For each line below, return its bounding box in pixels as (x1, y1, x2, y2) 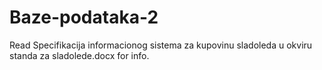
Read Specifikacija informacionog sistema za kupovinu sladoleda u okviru (9, 39, 313, 51)
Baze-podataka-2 (9, 6, 159, 29)
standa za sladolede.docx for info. (9, 49, 150, 61)
